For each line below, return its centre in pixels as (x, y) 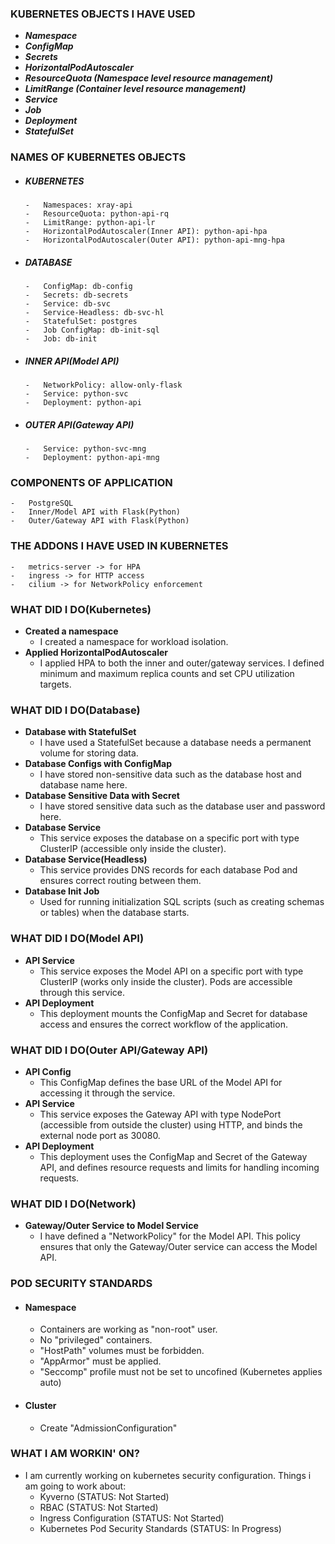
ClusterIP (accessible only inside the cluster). (133, 849)
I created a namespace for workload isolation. (134, 641)
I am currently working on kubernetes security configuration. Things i (168, 1475)
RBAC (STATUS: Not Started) (99, 1507)
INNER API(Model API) (72, 361)
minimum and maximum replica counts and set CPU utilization (167, 673)
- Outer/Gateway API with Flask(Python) (100, 521)
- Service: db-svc (67, 304)
